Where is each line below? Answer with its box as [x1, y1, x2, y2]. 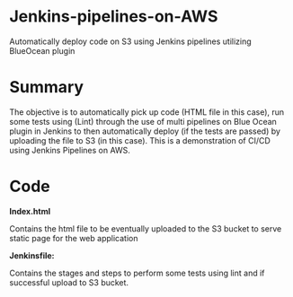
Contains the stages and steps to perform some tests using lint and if [9, 267, 265, 278]
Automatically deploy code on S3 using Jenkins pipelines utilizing [9, 36, 252, 47]
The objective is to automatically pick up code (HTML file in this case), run [9, 106, 285, 118]
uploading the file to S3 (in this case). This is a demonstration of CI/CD [9, 135, 271, 145]
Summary [9, 77, 84, 98]
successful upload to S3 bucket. [9, 276, 129, 288]
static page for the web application [9, 232, 138, 243]
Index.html [9, 205, 51, 216]
